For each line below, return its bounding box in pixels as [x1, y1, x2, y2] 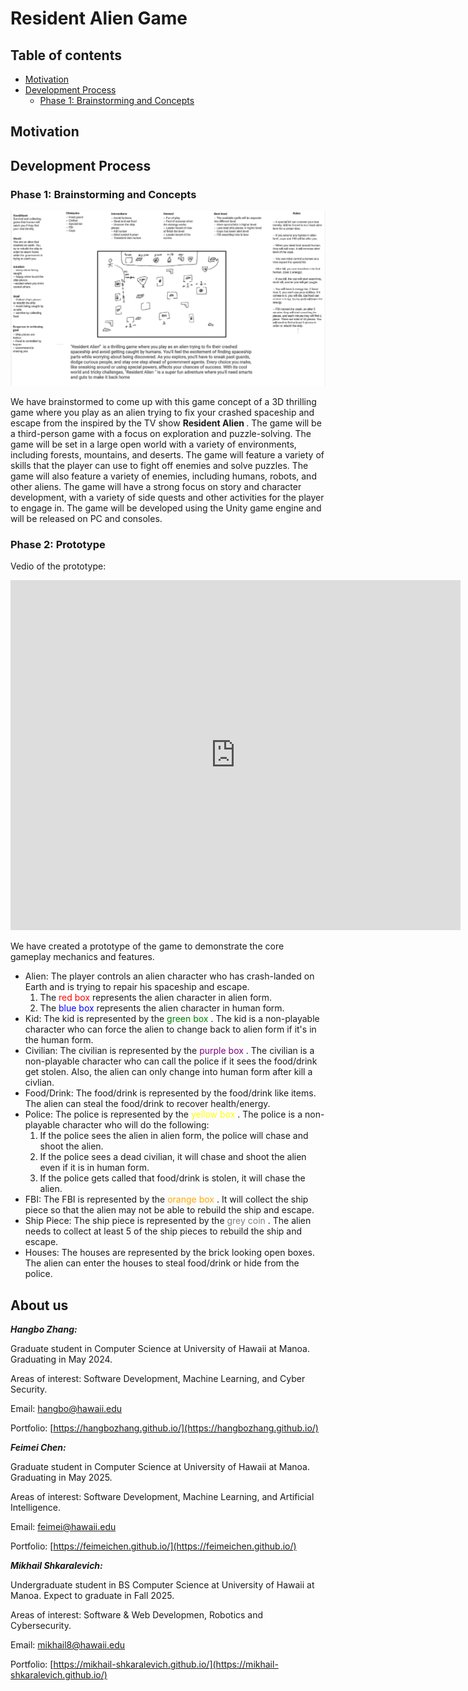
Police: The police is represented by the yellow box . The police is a [24, 1108, 303, 1121]
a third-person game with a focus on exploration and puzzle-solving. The [10, 428, 312, 440]
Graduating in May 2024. [10, 1353, 113, 1366]
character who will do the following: [62, 1119, 210, 1131]
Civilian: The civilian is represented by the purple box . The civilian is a [24, 1045, 315, 1057]
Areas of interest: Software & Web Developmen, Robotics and [10, 1609, 264, 1621]
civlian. [24, 1077, 55, 1089]
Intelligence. [10, 1502, 62, 1514]
